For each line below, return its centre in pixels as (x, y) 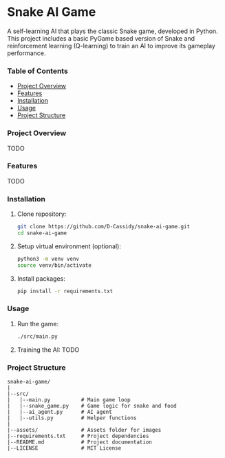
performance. (26, 53)
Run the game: (38, 323)
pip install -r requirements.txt (65, 291)
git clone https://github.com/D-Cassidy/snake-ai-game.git (104, 227)
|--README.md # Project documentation (80, 442)
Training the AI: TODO (48, 350)
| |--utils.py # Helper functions (72, 418)
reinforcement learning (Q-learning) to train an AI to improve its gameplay (111, 46)
